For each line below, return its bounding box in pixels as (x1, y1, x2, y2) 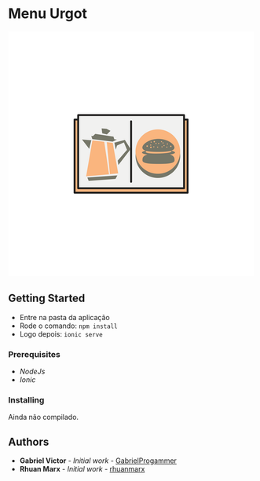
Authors (8, 435, 49, 448)
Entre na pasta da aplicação (19, 312, 110, 322)
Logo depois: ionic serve (19, 329, 104, 338)
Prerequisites (8, 348, 60, 359)
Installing (8, 394, 45, 405)
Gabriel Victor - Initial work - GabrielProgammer (19, 456, 177, 465)
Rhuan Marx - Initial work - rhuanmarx (19, 465, 145, 474)
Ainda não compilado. (8, 413, 79, 422)
